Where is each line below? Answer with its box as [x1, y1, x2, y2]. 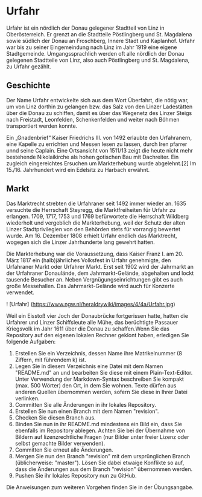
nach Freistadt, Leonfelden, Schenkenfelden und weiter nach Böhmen [6, 116, 180, 123]
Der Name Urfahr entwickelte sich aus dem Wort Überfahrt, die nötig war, [6, 96, 189, 104]
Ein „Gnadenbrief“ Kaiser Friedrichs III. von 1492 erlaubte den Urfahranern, [6, 134, 192, 141]
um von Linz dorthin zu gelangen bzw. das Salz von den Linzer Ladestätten [6, 103, 193, 110]
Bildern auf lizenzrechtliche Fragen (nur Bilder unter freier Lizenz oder [14, 433, 189, 440]
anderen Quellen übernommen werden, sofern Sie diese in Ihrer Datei [14, 388, 188, 395]
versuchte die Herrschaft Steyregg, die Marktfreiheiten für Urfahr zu [6, 206, 176, 213]
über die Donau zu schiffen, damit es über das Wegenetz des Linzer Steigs [6, 109, 192, 116]
